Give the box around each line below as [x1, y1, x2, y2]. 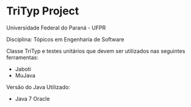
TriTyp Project [6, 4, 79, 18]
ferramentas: [6, 53, 39, 61]
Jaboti [15, 65, 32, 73]
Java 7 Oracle [15, 95, 50, 102]
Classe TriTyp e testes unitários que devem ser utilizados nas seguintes [6, 47, 186, 55]
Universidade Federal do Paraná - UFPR [6, 24, 106, 31]
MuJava [15, 72, 36, 79]
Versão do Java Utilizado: [6, 83, 70, 91]
